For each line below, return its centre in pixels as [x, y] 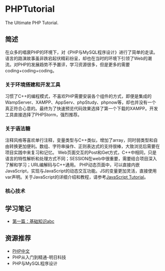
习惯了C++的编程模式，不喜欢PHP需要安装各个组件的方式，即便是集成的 [79, 96]
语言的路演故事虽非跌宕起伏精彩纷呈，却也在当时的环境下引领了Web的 [76, 58]
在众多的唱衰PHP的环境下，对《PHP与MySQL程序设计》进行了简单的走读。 [82, 52]
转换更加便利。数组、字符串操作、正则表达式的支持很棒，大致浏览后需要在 [84, 147]
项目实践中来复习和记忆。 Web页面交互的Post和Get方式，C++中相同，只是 [81, 152]
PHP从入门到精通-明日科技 [39, 257]
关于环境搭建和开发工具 [33, 85]
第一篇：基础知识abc [33, 221]
